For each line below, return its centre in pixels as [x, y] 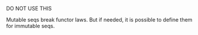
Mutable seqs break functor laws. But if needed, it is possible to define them [99, 20]
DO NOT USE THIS [29, 8]
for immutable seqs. [31, 26]
